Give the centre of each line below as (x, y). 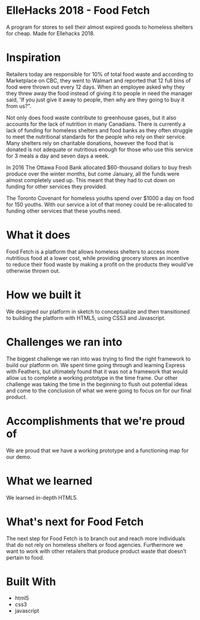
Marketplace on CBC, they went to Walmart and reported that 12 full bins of (99, 80)
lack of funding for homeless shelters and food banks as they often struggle (99, 130)
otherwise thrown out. (33, 271)
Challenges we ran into (64, 342)
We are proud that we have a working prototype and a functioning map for (98, 450)
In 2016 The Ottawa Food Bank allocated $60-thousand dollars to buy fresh (99, 167)
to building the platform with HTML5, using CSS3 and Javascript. (86, 317)
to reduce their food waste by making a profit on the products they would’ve (100, 264)
